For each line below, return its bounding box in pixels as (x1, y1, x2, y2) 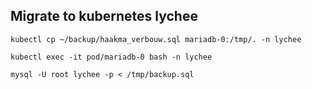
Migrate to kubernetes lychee (10, 8, 198, 25)
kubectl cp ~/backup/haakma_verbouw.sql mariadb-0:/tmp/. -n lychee (10, 34, 302, 44)
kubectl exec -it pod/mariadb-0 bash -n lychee (10, 52, 213, 62)
